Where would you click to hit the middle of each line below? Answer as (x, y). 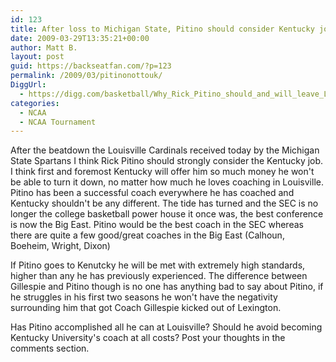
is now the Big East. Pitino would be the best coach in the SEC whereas (157, 225)
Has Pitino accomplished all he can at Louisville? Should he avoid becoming (166, 327)
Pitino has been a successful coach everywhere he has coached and (152, 193)
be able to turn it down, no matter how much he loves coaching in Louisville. (167, 182)
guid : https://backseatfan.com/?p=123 (91, 66)
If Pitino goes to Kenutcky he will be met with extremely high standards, (158, 265)
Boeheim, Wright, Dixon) (60, 246)
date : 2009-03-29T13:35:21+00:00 (80, 38)
